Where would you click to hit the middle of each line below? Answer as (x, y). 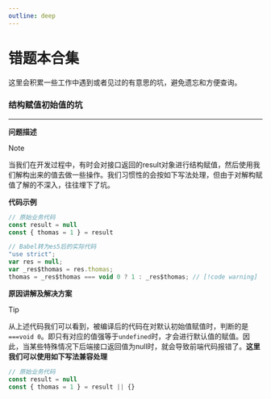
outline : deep (32, 16)
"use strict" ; (32, 254)
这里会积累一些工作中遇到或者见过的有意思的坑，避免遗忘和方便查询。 (125, 82)
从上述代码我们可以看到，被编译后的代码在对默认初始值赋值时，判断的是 (128, 326)
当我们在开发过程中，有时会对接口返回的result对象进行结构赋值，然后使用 (131, 164)
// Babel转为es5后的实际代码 (52, 247)
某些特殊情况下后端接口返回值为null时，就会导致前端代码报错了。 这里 (145, 346)
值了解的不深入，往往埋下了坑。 (61, 185)
